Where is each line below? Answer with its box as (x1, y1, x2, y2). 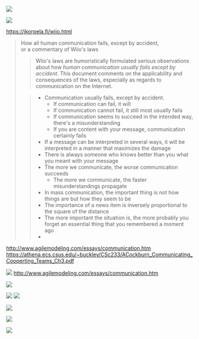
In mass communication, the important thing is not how (44, 189, 179, 196)
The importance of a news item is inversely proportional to (44, 202, 188, 208)
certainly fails (53, 132, 87, 139)
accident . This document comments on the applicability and (35, 70, 183, 77)
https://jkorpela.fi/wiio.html (6, 28, 72, 35)
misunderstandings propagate (53, 183, 127, 190)
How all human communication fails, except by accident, (20, 39, 159, 46)
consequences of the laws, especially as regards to (35, 76, 162, 83)
